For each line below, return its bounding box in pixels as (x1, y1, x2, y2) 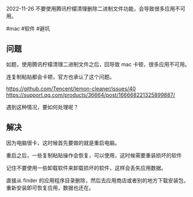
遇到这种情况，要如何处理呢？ (6, 103, 78, 110)
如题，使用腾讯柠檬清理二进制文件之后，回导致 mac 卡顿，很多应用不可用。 (6, 61, 190, 68)
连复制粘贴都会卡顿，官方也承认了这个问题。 (6, 73, 115, 80)
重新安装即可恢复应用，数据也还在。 (6, 184, 94, 191)
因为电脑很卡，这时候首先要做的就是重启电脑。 (6, 139, 120, 146)
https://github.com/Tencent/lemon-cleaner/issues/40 (6, 85, 136, 92)
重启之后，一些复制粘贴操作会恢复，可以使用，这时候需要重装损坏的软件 (6, 152, 182, 159)
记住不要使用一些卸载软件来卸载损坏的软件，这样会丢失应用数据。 (6, 164, 166, 171)
